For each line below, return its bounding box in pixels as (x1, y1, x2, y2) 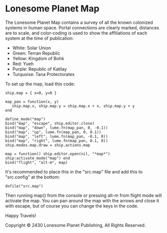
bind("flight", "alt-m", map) (5, 160, 68, 165)
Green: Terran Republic (12, 50, 60, 56)
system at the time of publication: (5, 35, 74, 41)
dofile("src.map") (5, 183, 43, 189)
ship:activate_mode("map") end (5, 155, 70, 160)
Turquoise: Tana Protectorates (12, 71, 75, 77)
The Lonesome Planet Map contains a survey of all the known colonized (5, 19, 153, 25)
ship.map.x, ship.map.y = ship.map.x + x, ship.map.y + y (11, 103, 135, 108)
